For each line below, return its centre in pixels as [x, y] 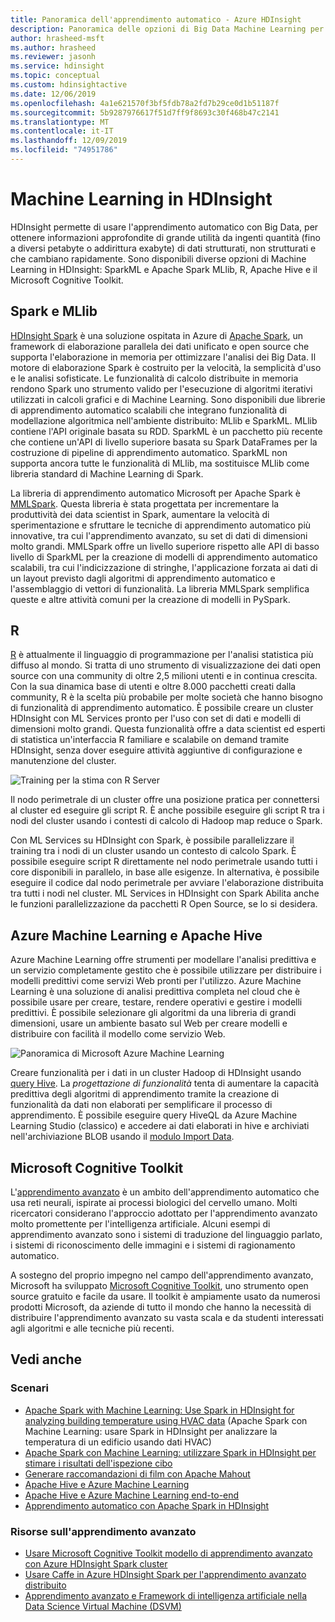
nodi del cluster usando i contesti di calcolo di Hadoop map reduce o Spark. [166, 821]
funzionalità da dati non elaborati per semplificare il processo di [141, 1105]
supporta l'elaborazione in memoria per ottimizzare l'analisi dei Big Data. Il [163, 357]
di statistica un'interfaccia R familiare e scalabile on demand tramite [150, 740]
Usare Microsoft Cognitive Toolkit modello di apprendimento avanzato [168, 1553]
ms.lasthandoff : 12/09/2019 [69, 141]
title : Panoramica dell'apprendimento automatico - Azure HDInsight [156, 19]
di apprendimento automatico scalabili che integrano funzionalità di [149, 410]
